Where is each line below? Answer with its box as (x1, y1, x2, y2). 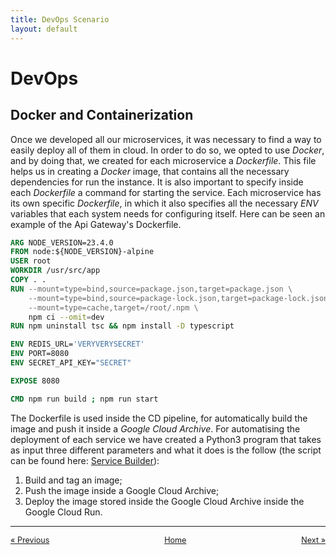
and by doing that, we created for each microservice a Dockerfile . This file (10, 154, 317, 166)
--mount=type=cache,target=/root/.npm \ (28, 302, 199, 313)
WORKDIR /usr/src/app (10, 266, 101, 276)
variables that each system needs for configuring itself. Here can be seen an (10, 207, 326, 220)
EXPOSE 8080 (10, 376, 60, 386)
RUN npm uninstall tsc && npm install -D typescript (10, 321, 235, 331)
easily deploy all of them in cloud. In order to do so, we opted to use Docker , (10, 144, 325, 156)
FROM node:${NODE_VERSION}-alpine (10, 247, 155, 257)
